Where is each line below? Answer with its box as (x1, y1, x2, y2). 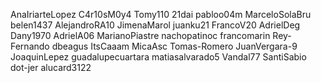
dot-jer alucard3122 (10, 62, 92, 73)
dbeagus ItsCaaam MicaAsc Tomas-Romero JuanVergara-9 (51, 40, 298, 52)
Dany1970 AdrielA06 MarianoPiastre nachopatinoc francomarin (10, 30, 271, 41)
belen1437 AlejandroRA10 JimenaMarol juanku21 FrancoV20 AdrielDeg (10, 19, 301, 31)
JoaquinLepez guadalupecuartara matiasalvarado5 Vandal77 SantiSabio (10, 51, 307, 63)
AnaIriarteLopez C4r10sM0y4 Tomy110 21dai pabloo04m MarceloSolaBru (10, 9, 312, 20)
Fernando (10, 40, 50, 52)
